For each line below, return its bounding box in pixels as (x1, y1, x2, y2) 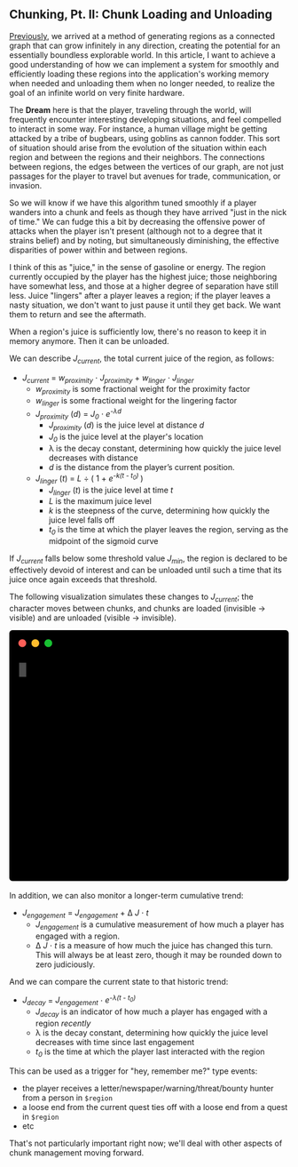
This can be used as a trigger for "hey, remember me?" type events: (9, 1066, 258, 1076)
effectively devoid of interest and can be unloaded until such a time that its (9, 564, 282, 575)
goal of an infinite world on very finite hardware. (9, 87, 185, 98)
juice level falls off (48, 515, 115, 525)
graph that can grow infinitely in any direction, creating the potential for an (9, 40, 281, 51)
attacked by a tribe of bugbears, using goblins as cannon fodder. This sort (9, 132, 281, 143)
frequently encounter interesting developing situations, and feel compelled (9, 114, 282, 124)
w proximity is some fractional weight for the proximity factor (35, 384, 251, 396)
